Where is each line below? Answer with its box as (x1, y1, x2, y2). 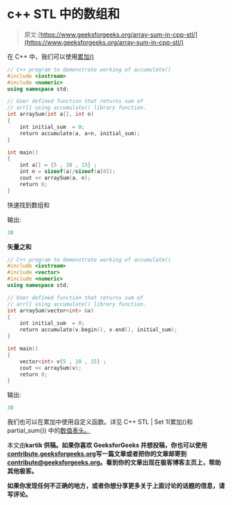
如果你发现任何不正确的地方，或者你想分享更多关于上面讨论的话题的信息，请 (7, 482, 225, 490)
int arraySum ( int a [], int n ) (7, 111, 95, 118)
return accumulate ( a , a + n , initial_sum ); (19, 130, 140, 137)
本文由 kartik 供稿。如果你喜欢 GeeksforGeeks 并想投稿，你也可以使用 (7, 441, 208, 449)
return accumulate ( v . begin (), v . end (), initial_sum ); (19, 326, 177, 333)
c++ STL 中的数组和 (7, 6, 120, 22)
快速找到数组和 (7, 201, 50, 209)
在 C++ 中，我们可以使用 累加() (7, 52, 95, 61)
